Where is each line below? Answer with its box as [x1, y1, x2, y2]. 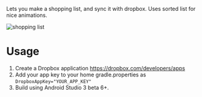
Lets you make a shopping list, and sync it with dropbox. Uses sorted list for [6, 5, 196, 12]
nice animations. [6, 12, 47, 19]
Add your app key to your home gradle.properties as [15, 71, 147, 78]
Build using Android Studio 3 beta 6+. [15, 84, 109, 91]
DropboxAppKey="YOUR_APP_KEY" [15, 78, 92, 84]
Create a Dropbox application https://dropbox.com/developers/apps [15, 64, 186, 72]
